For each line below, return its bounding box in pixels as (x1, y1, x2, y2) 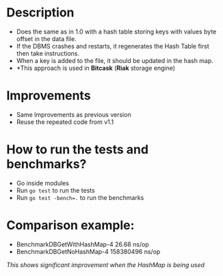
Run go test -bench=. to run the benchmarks (16, 193, 144, 201)
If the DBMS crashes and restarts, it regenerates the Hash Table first (16, 42, 209, 50)
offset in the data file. (16, 34, 77, 42)
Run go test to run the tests (16, 186, 95, 195)
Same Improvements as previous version (16, 110, 131, 118)
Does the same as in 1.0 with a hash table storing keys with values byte (16, 27, 217, 36)
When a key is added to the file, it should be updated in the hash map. (16, 56, 213, 64)
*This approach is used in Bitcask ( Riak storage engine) (16, 64, 176, 72)
